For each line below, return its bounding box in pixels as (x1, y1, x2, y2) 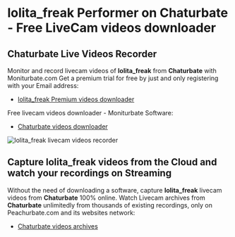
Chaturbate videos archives (17, 222, 99, 230)
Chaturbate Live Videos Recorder (7, 48, 157, 60)
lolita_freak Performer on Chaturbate (7, 5, 228, 21)
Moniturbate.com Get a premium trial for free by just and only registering (7, 74, 219, 82)
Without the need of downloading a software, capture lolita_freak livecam (7, 186, 222, 194)
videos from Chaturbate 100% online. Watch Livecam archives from (7, 193, 206, 202)
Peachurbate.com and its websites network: (7, 208, 135, 217)
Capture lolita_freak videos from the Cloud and (7, 156, 217, 168)
